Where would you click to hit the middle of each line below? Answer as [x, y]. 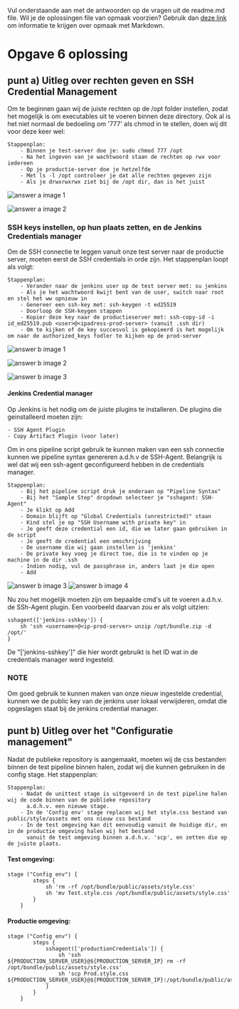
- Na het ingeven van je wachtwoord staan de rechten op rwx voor [121, 157]
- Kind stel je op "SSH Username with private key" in [103, 522]
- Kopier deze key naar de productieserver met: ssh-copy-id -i [117, 317]
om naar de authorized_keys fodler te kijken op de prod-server [105, 336]
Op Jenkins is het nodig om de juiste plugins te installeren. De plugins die [115, 409]
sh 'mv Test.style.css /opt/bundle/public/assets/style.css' [138, 893]
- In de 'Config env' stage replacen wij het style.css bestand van [124, 812]
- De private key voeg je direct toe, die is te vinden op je [114, 554]
